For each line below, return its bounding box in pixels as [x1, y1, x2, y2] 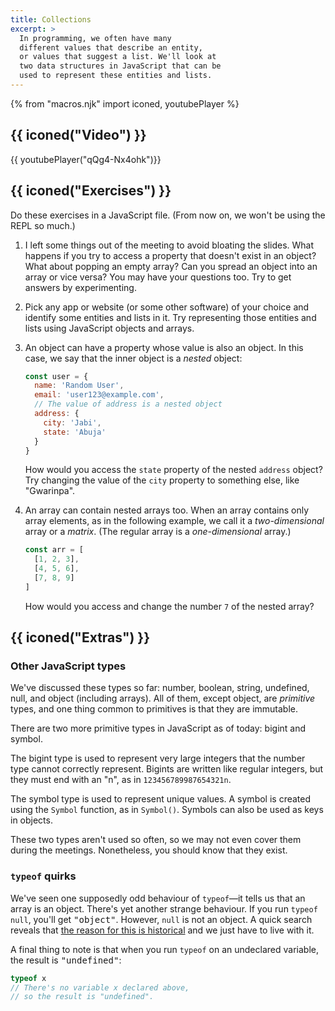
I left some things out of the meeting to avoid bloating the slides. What [24, 239, 315, 251]
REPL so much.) [10, 219, 76, 231]
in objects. [10, 814, 53, 826]
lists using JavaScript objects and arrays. [24, 322, 195, 334]
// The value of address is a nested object [34, 399, 223, 410]
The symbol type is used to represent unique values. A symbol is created [10, 793, 312, 805]
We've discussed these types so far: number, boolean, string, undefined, [10, 682, 310, 694]
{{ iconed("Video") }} [10, 127, 147, 144]
